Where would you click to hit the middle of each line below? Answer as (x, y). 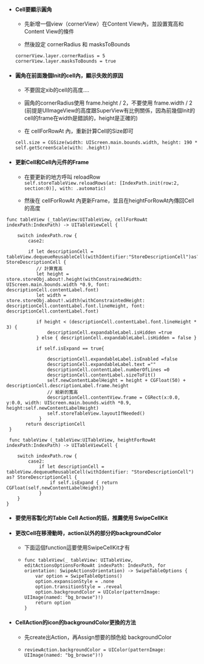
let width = (51, 295)
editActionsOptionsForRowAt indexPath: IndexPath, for (95, 565)
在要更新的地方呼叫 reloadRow (62, 177)
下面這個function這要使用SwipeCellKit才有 (77, 548)
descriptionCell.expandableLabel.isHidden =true (110, 332)
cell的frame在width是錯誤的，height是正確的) (81, 118)
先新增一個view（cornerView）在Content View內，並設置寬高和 (104, 24)
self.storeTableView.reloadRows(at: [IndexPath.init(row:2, (102, 183)
